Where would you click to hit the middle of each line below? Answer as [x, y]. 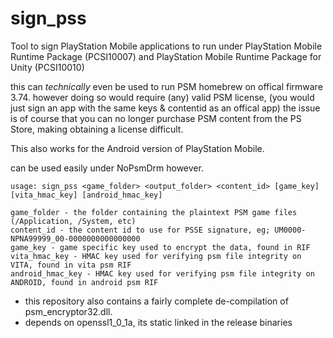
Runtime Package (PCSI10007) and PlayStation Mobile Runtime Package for [166, 56]
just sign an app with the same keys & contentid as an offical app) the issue [165, 108]
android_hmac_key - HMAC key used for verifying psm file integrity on [162, 273]
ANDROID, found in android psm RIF [84, 282]
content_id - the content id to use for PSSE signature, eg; [140, 230]
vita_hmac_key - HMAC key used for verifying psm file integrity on [156, 256]
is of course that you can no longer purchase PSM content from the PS [156, 118]
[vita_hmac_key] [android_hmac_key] [86, 195]
